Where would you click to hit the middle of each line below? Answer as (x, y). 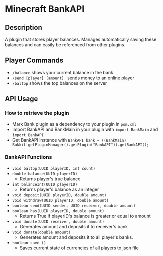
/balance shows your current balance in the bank (63, 72)
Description (24, 28)
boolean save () (29, 243)
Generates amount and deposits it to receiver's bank (74, 226)
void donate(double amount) (41, 232)
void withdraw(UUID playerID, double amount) (60, 200)
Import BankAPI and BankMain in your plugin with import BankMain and (85, 129)
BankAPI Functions (29, 157)
